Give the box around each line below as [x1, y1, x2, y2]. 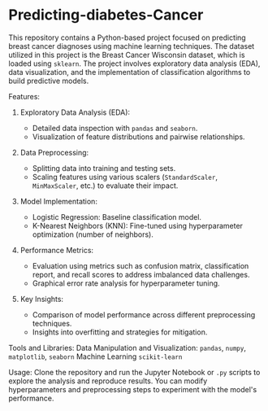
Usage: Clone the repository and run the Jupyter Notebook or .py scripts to [8, 367, 261, 377]
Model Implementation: [19, 196, 97, 206]
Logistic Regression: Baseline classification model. [32, 212, 201, 221]
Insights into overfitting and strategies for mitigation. [32, 327, 208, 337]
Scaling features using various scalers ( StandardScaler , [32, 172, 218, 181]
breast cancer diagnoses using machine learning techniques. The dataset [8, 41, 255, 50]
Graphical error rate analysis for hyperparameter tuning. [32, 278, 221, 288]
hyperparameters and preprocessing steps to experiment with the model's [8, 384, 257, 394]
